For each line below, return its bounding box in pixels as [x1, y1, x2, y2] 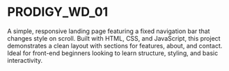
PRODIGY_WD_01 [7, 4, 109, 20]
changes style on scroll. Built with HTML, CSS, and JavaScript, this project [7, 34, 221, 42]
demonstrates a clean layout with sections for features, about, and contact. [7, 41, 223, 50]
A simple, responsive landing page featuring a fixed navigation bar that [7, 27, 210, 35]
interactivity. [7, 56, 43, 64]
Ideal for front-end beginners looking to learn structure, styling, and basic [7, 49, 219, 57]
